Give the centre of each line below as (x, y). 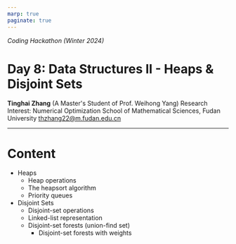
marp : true (23, 14)
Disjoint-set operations (61, 211)
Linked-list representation (65, 218)
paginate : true (29, 20)
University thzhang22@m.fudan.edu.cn (64, 118)
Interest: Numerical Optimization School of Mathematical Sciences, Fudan (114, 111)
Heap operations (52, 181)
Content (32, 153)
